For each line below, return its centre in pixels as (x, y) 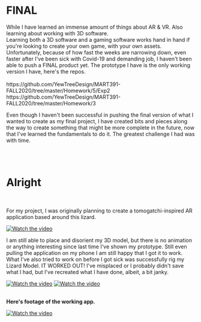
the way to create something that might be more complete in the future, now (100, 127)
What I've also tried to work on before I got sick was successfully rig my (95, 259)
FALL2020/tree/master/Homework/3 (51, 103)
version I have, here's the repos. (46, 71)
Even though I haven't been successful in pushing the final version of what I (100, 115)
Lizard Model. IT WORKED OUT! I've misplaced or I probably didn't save (95, 265)
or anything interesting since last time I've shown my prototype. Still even (97, 247)
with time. (19, 140)
